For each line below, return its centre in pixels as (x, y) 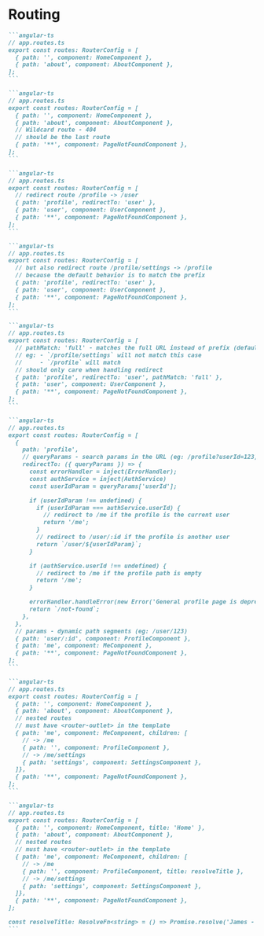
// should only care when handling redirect (89, 370)
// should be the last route (63, 138)
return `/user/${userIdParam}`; (90, 544)
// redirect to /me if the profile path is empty (119, 573)
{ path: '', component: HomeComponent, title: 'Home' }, (110, 828)
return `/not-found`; (64, 609)
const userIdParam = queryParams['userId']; (103, 486)
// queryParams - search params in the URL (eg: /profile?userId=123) (140, 457)
